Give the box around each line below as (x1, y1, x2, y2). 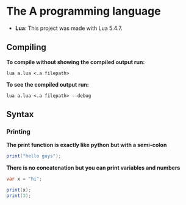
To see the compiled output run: (6, 81, 90, 88)
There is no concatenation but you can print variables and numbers (6, 164, 181, 171)
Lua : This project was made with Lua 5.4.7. (15, 24, 123, 32)
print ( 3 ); (6, 193, 32, 199)
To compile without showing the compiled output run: (6, 58, 145, 65)
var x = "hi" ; (6, 176, 43, 182)
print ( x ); (6, 187, 32, 193)
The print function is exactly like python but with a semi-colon (6, 142, 167, 149)
